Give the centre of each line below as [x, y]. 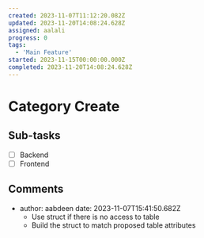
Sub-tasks [34, 136]
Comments [36, 189]
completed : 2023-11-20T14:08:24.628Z [70, 67]
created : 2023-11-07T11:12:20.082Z [67, 15]
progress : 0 [28, 38]
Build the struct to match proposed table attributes [113, 225]
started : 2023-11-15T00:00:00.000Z [67, 60]
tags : [17, 45]
